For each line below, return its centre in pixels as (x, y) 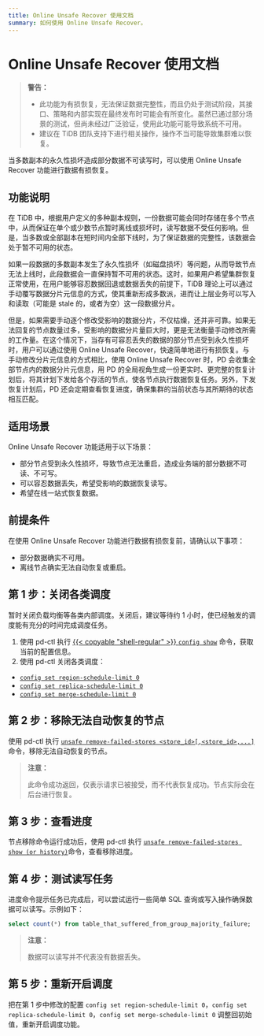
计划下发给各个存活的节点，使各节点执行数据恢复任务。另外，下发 (149, 380)
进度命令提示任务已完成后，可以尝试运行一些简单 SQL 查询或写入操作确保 (127, 900)
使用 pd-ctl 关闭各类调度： (62, 661)
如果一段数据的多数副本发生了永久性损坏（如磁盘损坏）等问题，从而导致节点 (132, 264)
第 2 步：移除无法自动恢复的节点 (86, 720)
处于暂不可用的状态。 (42, 247)
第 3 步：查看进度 (50, 821)
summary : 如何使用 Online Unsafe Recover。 (77, 23)
